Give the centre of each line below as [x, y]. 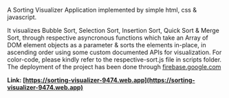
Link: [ [17, 80]
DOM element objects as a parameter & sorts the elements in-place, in [107, 45]
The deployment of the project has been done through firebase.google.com [114, 67]
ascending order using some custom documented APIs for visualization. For [115, 52]
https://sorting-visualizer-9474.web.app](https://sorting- [110, 80]
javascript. [22, 17]
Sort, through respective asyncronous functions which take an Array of [108, 38]
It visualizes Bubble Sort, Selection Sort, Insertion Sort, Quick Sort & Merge [113, 30]
